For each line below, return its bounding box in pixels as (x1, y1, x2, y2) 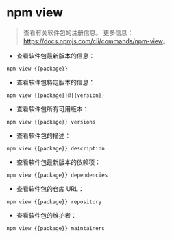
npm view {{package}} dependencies (6, 172, 108, 179)
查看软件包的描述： (16, 131, 71, 139)
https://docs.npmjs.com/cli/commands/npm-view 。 (23, 36, 169, 45)
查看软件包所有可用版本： (16, 104, 89, 113)
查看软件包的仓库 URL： (16, 184, 85, 193)
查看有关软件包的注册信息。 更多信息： (23, 28, 134, 36)
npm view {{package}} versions (6, 118, 96, 125)
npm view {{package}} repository (6, 198, 102, 205)
